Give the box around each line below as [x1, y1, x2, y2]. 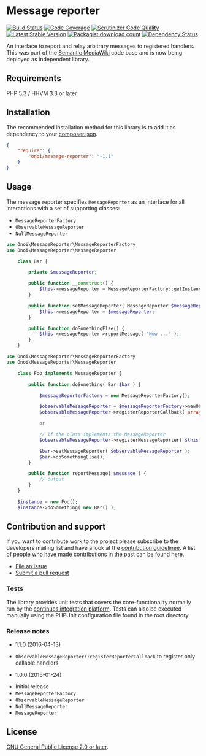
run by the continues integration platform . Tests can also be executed [6, 605, 182, 612]
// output [39, 476, 64, 482]
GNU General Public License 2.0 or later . [6, 743, 109, 750]
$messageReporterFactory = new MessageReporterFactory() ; [39, 392, 191, 399]
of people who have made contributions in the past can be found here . [6, 550, 185, 558]
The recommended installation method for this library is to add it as [6, 123, 176, 131]
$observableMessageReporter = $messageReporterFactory [39, 403, 183, 410]
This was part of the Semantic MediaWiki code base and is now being [6, 48, 183, 56]
